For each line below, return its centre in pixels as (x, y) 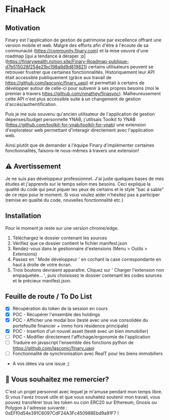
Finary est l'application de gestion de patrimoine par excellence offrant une (83, 40)
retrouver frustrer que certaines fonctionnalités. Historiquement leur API (80, 72)
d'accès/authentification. (31, 104)
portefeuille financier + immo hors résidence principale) (70, 326)
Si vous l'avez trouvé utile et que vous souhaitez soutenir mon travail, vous (83, 397)
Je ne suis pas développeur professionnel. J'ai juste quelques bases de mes (84, 178)
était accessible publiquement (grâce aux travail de (59, 77)
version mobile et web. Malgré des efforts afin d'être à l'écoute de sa (77, 45)
